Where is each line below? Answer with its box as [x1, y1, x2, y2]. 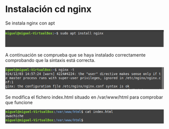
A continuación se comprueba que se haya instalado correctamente [5, 51, 146, 58]
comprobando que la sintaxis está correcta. [5, 57, 96, 63]
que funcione [5, 99, 33, 105]
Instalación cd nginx [5, 3, 92, 15]
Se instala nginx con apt [5, 20, 55, 26]
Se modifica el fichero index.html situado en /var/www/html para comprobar [5, 94, 163, 100]
